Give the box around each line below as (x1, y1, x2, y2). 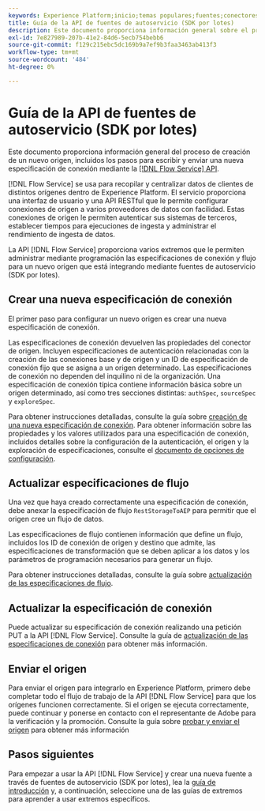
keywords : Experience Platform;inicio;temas (8, 11, 157, 20)
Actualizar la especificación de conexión (8, 602, 213, 615)
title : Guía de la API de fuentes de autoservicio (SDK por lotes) (8, 19, 235, 27)
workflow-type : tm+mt (8, 48, 80, 56)
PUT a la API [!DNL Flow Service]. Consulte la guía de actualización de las (8, 631, 248, 640)
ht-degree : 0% (8, 63, 55, 71)
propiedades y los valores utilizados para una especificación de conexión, (8, 428, 249, 438)
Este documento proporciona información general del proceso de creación (8, 147, 251, 157)
